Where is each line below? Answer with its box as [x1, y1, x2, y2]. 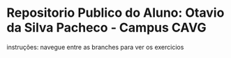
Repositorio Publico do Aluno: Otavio [6, 5, 225, 21]
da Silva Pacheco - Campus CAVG [6, 20, 207, 36]
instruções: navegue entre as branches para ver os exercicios [6, 43, 184, 51]
